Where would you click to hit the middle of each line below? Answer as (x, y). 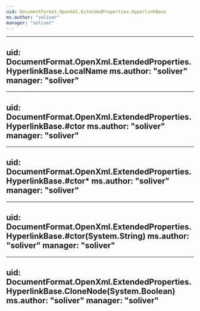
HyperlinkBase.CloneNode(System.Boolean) (91, 292)
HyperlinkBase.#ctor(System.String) (76, 236)
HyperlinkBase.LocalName (57, 71)
